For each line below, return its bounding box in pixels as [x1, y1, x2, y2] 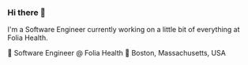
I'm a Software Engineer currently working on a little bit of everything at [7, 25, 240, 34]
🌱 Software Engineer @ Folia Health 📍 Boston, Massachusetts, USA [7, 49, 226, 58]
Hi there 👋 [7, 7, 47, 18]
